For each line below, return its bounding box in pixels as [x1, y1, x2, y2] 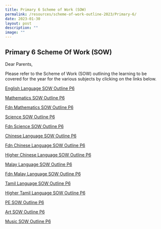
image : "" [5, 30, 25, 35]
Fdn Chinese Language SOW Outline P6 [5, 142, 86, 148]
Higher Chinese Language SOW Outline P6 [5, 152, 92, 157]
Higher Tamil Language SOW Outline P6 [5, 190, 86, 196]
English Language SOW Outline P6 [5, 85, 75, 91]
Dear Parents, [5, 61, 33, 67]
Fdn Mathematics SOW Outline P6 [5, 104, 74, 110]
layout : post [5, 21, 32, 26]
